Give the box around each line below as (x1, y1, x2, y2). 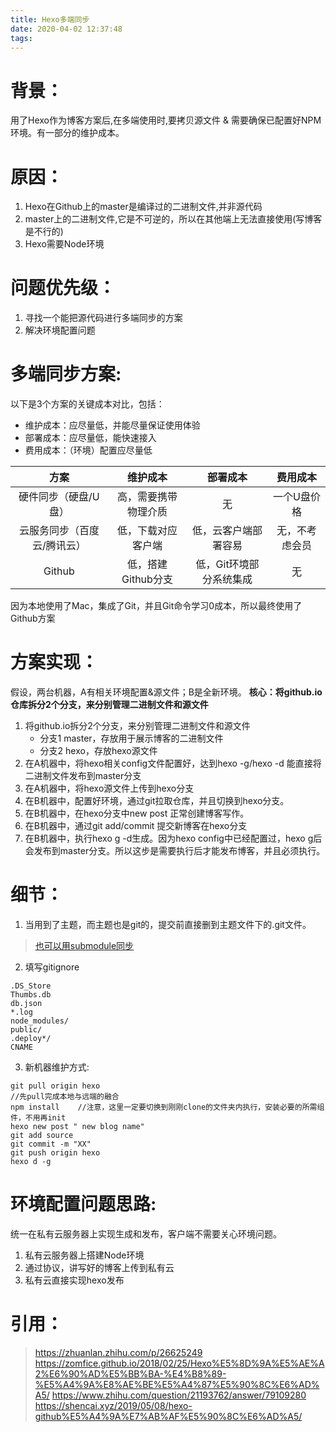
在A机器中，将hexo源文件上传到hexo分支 (24, 782, 195, 795)
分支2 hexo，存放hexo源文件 (39, 745, 158, 757)
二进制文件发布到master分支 (24, 770, 142, 782)
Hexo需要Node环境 (24, 238, 105, 250)
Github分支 (121, 572, 173, 586)
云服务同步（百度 (18, 524, 100, 538)
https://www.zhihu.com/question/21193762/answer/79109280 (51, 1389, 307, 1401)
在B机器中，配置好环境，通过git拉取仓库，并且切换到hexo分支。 (24, 795, 290, 807)
